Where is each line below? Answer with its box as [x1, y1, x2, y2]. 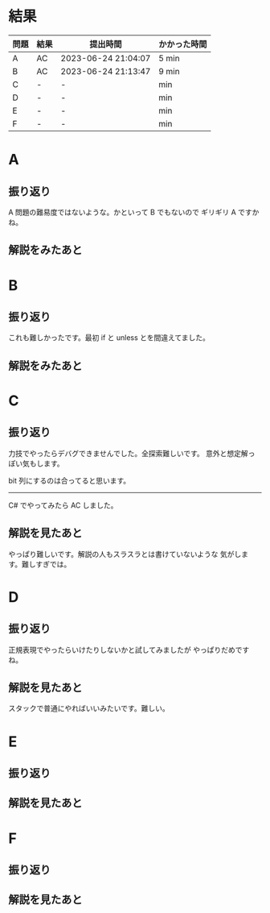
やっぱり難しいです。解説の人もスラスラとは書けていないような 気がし [8, 549, 242, 558]
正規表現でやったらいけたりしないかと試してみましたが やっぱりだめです [8, 645, 250, 654]
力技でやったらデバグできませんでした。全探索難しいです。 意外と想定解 [8, 448, 248, 458]
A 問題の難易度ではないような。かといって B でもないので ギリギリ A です [8, 207, 253, 217]
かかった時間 [157, 38, 207, 49]
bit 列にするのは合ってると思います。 [8, 475, 131, 485]
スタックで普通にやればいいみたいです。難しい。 [8, 703, 170, 713]
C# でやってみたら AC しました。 [8, 500, 118, 510]
